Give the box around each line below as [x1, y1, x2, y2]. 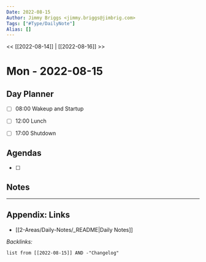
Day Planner [6, 88, 54, 99]
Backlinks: [6, 237, 32, 245]
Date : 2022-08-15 [6, 9, 51, 15]
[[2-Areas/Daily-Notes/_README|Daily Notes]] [15, 226, 133, 233]
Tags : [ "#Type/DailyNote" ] [6, 20, 75, 26]
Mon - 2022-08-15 [6, 64, 103, 79]
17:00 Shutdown [15, 129, 56, 137]
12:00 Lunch [15, 117, 47, 125]
